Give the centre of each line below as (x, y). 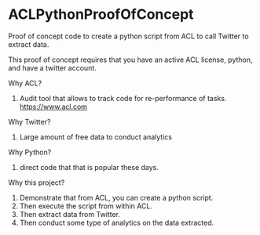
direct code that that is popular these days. (89, 167)
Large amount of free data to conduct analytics (96, 137)
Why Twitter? (29, 121)
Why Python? (30, 152)
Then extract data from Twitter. (70, 214)
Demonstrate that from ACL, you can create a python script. (116, 197)
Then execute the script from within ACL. (86, 206)
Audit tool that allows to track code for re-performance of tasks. (123, 98)
